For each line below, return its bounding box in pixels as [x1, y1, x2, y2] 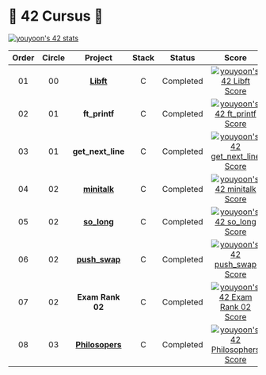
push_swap [76, 254, 121, 265]
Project [84, 52, 113, 63]
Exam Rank [77, 291, 120, 302]
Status [169, 52, 196, 63]
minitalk [82, 183, 115, 194]
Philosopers [75, 339, 122, 350]
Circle [42, 52, 66, 63]
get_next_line [72, 146, 125, 157]
